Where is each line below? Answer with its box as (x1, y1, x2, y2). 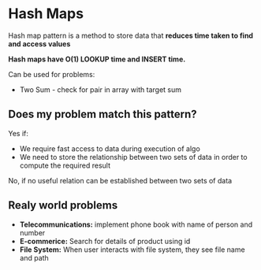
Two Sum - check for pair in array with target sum (19, 84, 182, 94)
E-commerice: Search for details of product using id (19, 236, 191, 246)
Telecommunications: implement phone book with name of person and (19, 220, 253, 229)
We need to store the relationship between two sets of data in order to (19, 152, 248, 161)
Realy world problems (8, 198, 118, 213)
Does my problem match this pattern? (8, 108, 197, 121)
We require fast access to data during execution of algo (19, 143, 201, 153)
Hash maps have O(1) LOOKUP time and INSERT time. (8, 54, 186, 64)
